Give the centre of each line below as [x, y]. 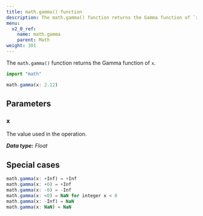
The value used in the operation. [47, 134]
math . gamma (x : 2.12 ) [32, 85]
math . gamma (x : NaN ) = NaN [39, 207]
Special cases [33, 165]
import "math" [24, 74]
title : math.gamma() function [44, 12]
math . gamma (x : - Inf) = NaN [40, 201]
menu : [13, 23]
